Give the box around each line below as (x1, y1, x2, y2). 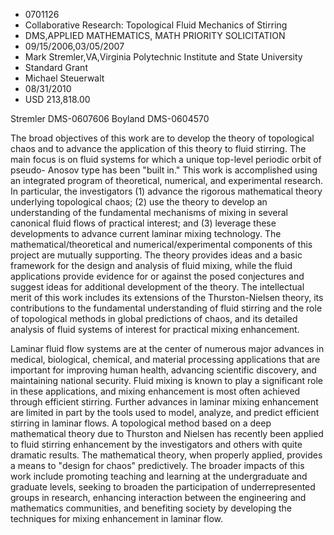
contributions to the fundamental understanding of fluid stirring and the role (10, 302, 323, 314)
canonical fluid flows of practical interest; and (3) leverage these (10, 217, 277, 229)
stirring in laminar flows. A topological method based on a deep (10, 417, 272, 429)
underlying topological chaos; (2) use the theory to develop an (10, 196, 268, 208)
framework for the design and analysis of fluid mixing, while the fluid (10, 260, 293, 271)
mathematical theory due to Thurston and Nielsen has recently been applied (10, 428, 324, 439)
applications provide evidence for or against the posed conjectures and (10, 270, 305, 282)
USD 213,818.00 (24, 94, 91, 105)
